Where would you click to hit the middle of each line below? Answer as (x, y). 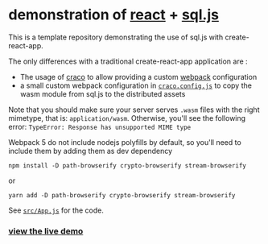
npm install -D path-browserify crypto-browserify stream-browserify (128, 165)
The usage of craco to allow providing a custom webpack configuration (138, 77)
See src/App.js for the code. (56, 210)
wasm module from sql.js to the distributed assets (103, 93)
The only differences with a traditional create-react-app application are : (128, 61)
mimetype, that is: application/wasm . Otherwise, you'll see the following (127, 118)
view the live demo (46, 231)
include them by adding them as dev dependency (91, 151)
